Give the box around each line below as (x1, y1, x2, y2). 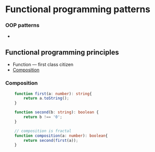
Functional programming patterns (5, 4, 151, 15)
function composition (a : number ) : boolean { (14, 133, 108, 138)
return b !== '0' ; (23, 114, 63, 120)
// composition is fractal (14, 128, 72, 133)
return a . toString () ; (23, 96, 70, 101)
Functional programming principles (5, 48, 119, 56)
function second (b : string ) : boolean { (14, 110, 99, 115)
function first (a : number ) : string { (14, 91, 92, 96)
